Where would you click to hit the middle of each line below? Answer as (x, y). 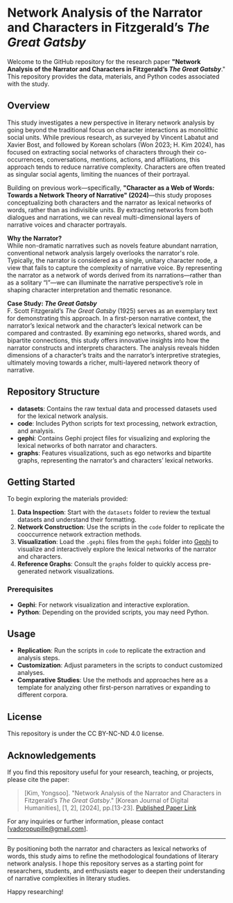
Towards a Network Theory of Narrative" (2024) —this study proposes (110, 195)
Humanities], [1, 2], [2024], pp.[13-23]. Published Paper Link (110, 808)
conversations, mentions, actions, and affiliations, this (123, 159)
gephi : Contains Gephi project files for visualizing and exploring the (113, 438)
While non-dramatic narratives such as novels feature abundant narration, (113, 246)
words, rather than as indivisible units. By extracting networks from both (110, 209)
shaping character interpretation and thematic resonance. (89, 289)
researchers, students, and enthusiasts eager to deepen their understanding (116, 871)
